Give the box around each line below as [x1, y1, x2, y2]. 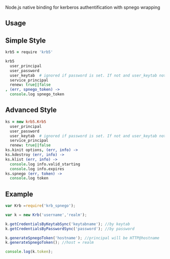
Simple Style [5, 36, 46, 45]
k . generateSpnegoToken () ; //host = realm [5, 240, 94, 245]
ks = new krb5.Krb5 [5, 119, 47, 124]
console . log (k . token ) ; [5, 249, 53, 254]
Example [5, 190, 33, 198]
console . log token [10, 176, 49, 181]
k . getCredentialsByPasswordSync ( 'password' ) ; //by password [5, 226, 135, 231]
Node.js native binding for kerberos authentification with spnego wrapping [5, 5, 160, 10]
